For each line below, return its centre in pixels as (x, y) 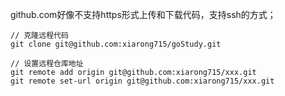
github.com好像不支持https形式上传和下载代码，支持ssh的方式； (143, 14)
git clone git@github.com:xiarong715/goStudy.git (116, 44)
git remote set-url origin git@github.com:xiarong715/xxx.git (142, 81)
